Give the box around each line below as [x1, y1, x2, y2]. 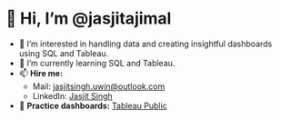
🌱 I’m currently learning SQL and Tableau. [18, 57, 176, 68]
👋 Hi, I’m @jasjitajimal [5, 8, 172, 29]
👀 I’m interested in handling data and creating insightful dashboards [18, 38, 273, 49]
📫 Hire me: [18, 67, 63, 78]
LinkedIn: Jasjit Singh [32, 90, 113, 101]
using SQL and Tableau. [18, 47, 109, 58]
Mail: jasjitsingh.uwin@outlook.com [32, 81, 166, 92]
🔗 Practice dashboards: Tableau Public [18, 100, 167, 111]
